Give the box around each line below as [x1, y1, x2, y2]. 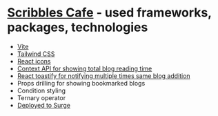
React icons [17, 57, 51, 65]
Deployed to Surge [17, 101, 71, 109]
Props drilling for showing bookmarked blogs [17, 79, 146, 87]
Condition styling [17, 86, 66, 95]
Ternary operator [17, 93, 66, 101]
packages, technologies [7, 19, 148, 35]
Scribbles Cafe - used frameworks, [7, 5, 212, 21]
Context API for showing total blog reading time [17, 64, 152, 72]
